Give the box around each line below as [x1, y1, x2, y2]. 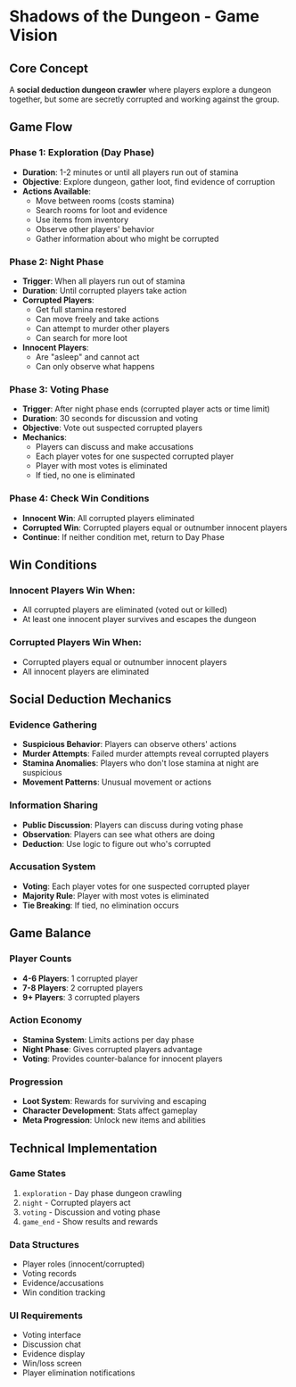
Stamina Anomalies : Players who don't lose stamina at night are [21, 758, 259, 768]
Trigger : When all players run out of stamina [21, 275, 185, 287]
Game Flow [9, 120, 73, 135]
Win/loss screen [21, 1358, 82, 1369]
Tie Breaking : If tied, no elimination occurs [21, 900, 180, 910]
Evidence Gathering [9, 718, 98, 731]
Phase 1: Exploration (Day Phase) [9, 146, 155, 159]
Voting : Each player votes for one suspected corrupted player [21, 881, 251, 892]
